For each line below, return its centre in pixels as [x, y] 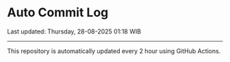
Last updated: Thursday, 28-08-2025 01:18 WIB [74, 31]
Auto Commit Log [58, 13]
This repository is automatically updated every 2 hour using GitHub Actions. [114, 51]
